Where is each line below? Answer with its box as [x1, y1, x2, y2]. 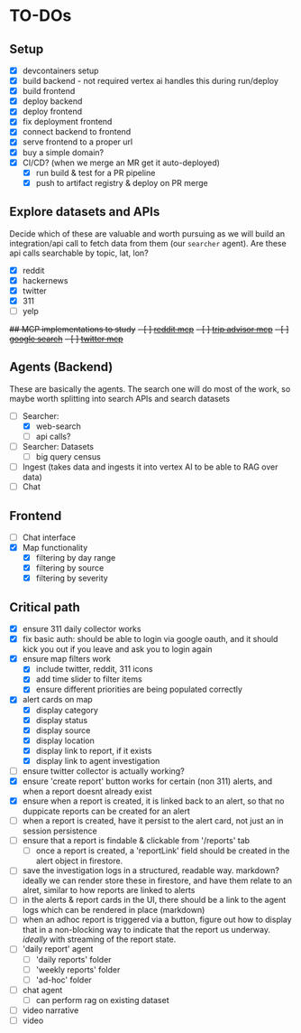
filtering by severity [35, 572, 108, 583]
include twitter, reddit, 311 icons [35, 664, 153, 675]
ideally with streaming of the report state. [22, 934, 177, 945]
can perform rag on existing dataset [35, 994, 169, 1005]
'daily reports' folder [35, 954, 112, 964]
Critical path [9, 600, 81, 615]
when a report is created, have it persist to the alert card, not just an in [22, 815, 284, 826]
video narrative [22, 1004, 79, 1016]
